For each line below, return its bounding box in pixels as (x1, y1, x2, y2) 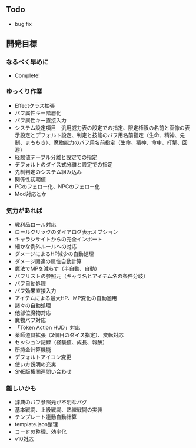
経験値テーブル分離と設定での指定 (14, 153, 97, 161)
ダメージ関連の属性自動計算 (14, 258, 82, 265)
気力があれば (6, 206, 43, 214)
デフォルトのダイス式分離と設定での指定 (14, 161, 113, 168)
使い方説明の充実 (14, 361, 57, 368)
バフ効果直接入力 (14, 287, 57, 294)
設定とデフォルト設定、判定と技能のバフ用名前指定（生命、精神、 (19, 131, 180, 138)
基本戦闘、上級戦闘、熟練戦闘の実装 (14, 406, 103, 413)
